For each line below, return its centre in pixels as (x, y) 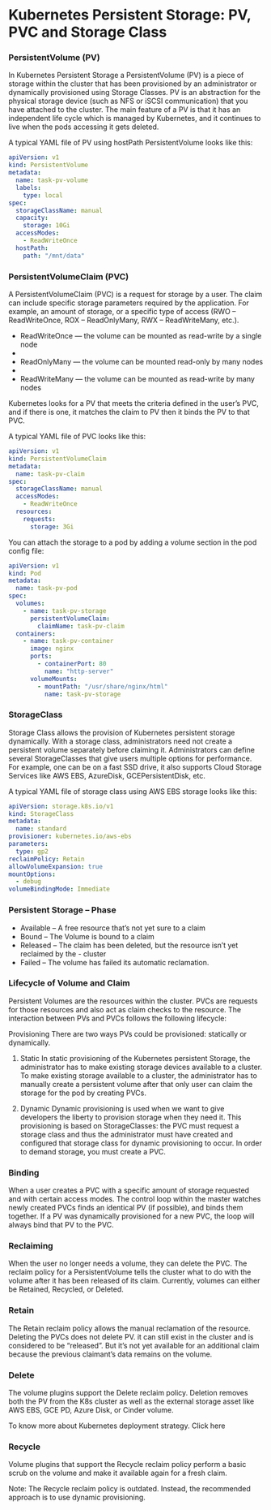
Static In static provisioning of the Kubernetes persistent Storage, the (135, 1058)
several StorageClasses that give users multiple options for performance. (130, 758)
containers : (36, 634)
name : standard (41, 829)
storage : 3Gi (52, 526)
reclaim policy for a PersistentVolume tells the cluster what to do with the (130, 1272)
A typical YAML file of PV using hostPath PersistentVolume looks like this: (131, 143)
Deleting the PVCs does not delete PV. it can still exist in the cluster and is (131, 1336)
